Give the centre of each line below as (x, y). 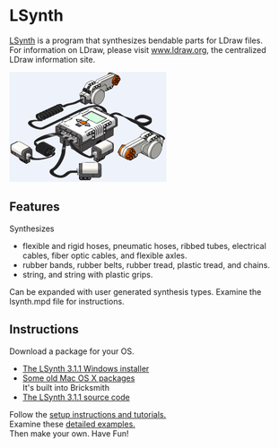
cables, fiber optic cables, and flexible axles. (105, 255)
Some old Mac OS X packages (78, 378)
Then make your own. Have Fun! (69, 433)
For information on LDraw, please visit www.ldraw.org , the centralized (138, 49)
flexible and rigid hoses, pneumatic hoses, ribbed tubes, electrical (144, 246)
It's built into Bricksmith (66, 387)
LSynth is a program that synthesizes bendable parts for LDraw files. (136, 40)
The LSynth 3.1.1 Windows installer (86, 368)
